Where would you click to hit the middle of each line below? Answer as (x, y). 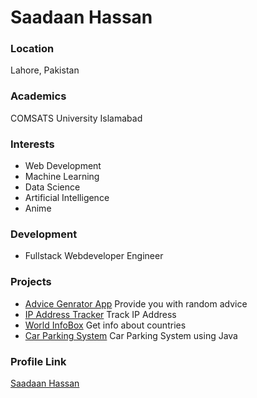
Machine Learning (62, 177)
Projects (31, 282)
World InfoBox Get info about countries (105, 325)
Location (32, 49)
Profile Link (38, 361)
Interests (32, 144)
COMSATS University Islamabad (76, 118)
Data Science (52, 187)
